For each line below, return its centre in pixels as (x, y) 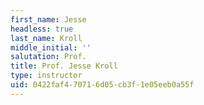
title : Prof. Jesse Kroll (64, 66)
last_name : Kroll (46, 38)
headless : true (42, 29)
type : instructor (46, 76)
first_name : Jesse (48, 19)
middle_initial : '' (51, 47)
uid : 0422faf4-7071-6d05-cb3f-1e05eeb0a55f (102, 85)
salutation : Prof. (48, 57)
